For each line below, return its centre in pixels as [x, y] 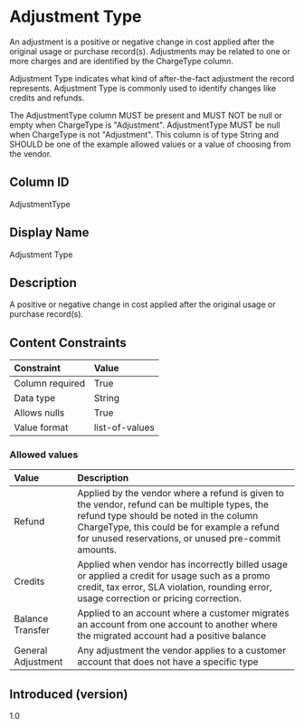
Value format [41, 427]
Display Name [49, 233]
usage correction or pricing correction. [160, 599]
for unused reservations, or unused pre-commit [179, 539]
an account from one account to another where [177, 625]
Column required [50, 384]
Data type [35, 398]
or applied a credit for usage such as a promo [174, 576]
